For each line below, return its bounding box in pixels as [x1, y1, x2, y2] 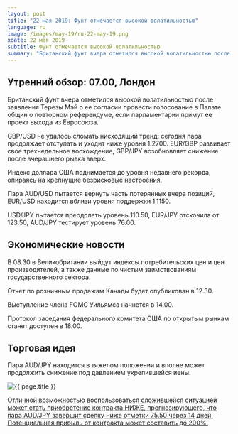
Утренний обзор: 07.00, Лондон [7, 76, 156, 89]
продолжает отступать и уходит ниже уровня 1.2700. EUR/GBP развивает [7, 139, 231, 148]
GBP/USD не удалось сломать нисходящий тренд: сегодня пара [7, 131, 202, 140]
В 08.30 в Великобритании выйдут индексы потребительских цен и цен [7, 257, 225, 266]
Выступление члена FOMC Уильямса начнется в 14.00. [7, 300, 174, 309]
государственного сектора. [7, 273, 91, 281]
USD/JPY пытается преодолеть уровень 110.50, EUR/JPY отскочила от [7, 210, 220, 219]
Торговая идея [7, 342, 76, 354]
